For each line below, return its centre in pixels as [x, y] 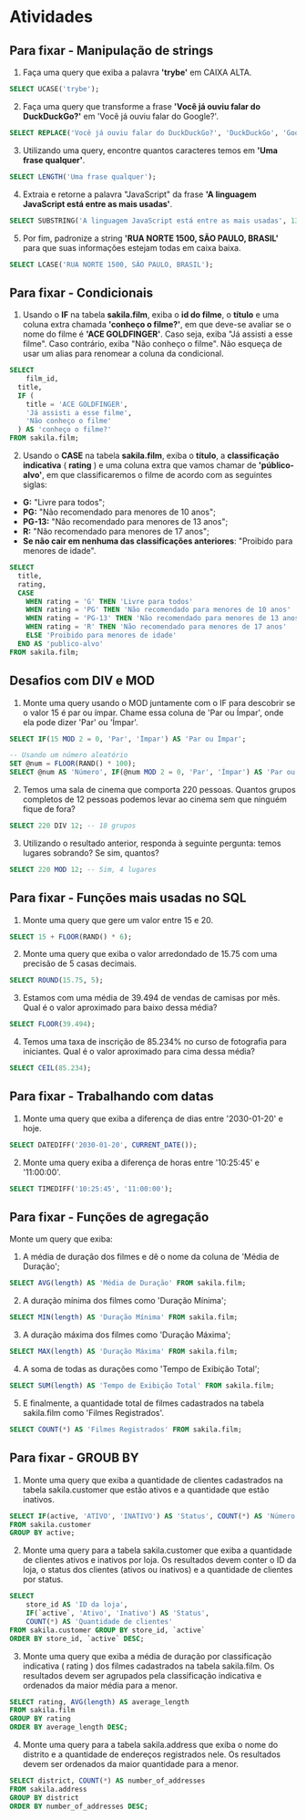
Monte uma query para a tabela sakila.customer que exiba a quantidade [158, 1550]
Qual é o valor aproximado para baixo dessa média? [120, 1008]
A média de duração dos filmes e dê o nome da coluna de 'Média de [151, 1257]
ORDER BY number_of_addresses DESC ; [79, 1806]
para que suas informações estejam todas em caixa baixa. [132, 247]
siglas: [35, 484]
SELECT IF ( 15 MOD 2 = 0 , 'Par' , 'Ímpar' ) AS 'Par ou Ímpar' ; [128, 739]
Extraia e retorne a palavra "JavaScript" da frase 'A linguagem [139, 194]
